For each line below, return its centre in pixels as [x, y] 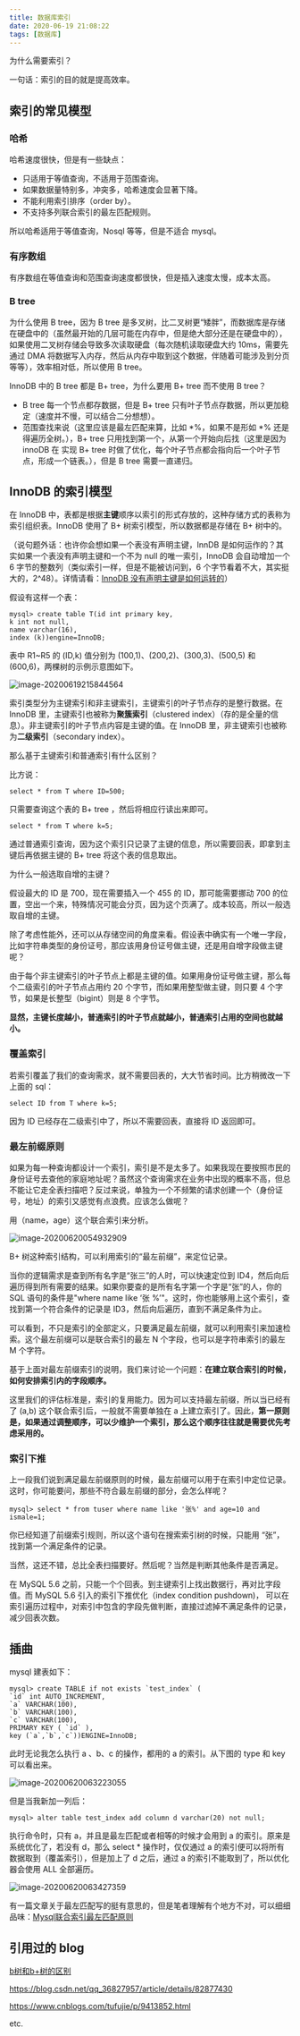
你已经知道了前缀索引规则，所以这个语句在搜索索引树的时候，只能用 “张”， [147, 1535]
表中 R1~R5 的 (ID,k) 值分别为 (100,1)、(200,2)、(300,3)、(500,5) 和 [133, 656]
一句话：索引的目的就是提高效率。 [72, 80]
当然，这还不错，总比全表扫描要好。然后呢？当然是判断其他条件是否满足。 [146, 1565]
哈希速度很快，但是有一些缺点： [68, 160]
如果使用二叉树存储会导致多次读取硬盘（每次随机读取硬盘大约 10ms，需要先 [149, 344]
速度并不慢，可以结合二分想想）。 [99, 416]
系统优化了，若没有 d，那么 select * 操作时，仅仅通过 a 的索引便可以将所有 [147, 1847]
